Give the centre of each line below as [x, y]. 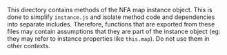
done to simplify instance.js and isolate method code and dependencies [111, 17]
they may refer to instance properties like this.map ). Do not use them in [108, 39]
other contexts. [29, 46]
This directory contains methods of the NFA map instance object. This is [110, 10]
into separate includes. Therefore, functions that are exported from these [111, 24]
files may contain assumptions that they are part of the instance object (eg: [114, 31]
